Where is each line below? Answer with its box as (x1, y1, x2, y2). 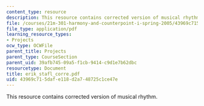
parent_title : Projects (6, 48, 67, 55)
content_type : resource (6, 8, 67, 15)
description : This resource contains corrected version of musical (6, 15, 181, 21)
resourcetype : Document (6, 65, 67, 71)
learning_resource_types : (6, 31, 72, 38)
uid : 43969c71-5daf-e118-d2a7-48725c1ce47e (6, 76, 118, 82)
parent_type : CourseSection (6, 54, 78, 60)
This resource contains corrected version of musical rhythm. (6, 93, 158, 101)
